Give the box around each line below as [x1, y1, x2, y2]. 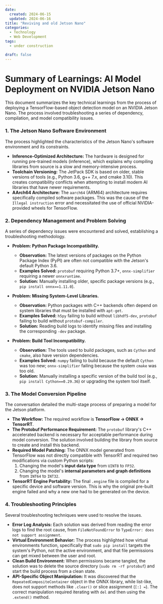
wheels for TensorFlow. [31, 205, 78, 211]
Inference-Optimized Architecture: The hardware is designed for [12, 153, 145, 159]
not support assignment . [12, 532, 62, 538]
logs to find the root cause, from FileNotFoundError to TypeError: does [12, 526, 154, 532]
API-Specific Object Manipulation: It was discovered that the [12, 573, 136, 579]
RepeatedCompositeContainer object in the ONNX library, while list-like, [12, 579, 152, 584]
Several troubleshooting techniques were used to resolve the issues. [5, 512, 143, 518]
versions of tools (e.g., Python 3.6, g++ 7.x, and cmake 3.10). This [12, 174, 144, 180]
